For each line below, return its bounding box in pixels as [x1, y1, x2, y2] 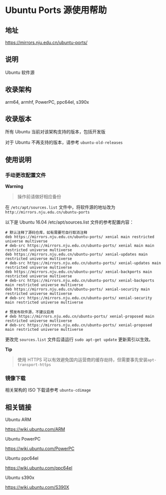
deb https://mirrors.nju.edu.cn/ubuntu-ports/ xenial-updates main [5, 252, 148, 257]
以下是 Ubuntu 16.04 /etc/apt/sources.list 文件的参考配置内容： [5, 219, 134, 225]
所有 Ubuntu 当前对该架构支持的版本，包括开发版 [5, 129, 106, 135]
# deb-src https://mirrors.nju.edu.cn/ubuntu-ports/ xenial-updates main [5, 260, 162, 266]
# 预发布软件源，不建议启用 [5, 310, 55, 315]
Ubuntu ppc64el [5, 455, 39, 462]
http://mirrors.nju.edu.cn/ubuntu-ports [5, 210, 90, 215]
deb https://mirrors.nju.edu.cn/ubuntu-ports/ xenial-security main [5, 287, 150, 292]
